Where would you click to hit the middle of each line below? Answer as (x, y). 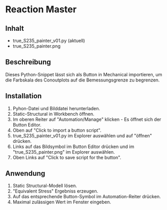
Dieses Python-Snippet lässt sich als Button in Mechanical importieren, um (84, 74)
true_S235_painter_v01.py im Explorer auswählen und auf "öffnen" (82, 135)
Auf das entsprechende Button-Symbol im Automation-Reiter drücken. (87, 197)
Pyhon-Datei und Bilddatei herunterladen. (56, 108)
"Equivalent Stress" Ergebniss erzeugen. (55, 191)
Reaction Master (41, 9)
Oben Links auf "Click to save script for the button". (67, 157)
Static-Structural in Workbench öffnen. (53, 114)
